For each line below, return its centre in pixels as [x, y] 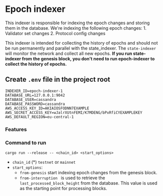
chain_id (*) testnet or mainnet [44, 162]
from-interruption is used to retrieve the [62, 178]
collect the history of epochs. [36, 64]
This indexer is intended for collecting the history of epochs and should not [81, 43]
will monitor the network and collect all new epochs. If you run [69, 53]
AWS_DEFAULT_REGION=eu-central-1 [40, 117]
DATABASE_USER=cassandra [31, 99]
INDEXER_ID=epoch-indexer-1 [34, 91]
